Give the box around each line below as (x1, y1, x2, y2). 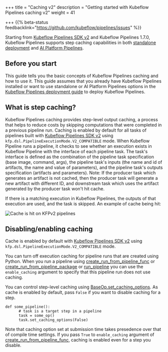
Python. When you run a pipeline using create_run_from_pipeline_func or (5, 258, 155, 264)
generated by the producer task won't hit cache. (5, 185, 105, 192)
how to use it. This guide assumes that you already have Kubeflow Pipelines (5, 78, 161, 84)
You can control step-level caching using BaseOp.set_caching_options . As (5, 284, 158, 290)
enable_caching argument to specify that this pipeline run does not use (5, 269, 151, 275)
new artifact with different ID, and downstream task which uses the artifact (5, 180, 159, 186)
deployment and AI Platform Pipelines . (5, 45, 84, 51)
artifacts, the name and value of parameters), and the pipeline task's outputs (5, 164, 163, 170)
